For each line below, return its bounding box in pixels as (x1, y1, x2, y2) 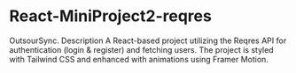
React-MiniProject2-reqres (9, 6, 213, 26)
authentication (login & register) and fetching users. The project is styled (9, 44, 274, 55)
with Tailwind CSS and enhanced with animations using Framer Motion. (9, 54, 269, 64)
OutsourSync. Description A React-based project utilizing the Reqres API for (9, 35, 287, 46)
